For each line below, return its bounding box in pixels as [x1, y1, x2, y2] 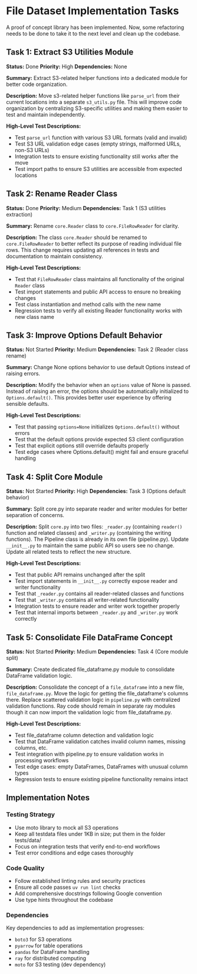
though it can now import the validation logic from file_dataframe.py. [6, 709, 172, 715]
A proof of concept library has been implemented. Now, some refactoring [6, 24, 185, 31]
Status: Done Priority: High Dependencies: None [6, 63, 127, 70]
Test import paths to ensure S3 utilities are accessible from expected [14, 165, 182, 172]
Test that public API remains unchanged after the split [14, 571, 146, 578]
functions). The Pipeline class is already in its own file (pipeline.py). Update [6, 536, 189, 543]
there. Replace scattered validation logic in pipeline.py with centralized [6, 696, 180, 703]
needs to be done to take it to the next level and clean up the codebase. [6, 30, 181, 37]
